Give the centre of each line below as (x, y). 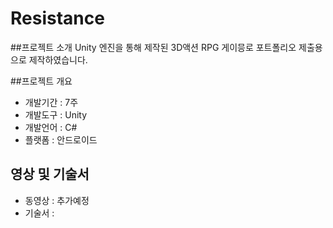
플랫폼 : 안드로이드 (61, 139)
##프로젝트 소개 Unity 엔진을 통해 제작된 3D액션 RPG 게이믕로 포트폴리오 (153, 47)
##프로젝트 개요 (41, 81)
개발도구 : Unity (56, 114)
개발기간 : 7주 (51, 102)
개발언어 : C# (51, 127)
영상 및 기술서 (50, 174)
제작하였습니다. (58, 59)
